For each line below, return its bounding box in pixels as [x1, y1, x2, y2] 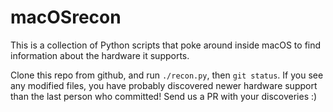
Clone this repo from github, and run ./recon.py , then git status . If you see [10, 69, 324, 81]
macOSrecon [10, 6, 122, 29]
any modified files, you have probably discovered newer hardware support [10, 79, 318, 91]
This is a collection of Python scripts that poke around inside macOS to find [10, 39, 322, 51]
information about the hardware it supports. [10, 49, 190, 61]
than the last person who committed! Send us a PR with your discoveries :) [10, 90, 318, 102]
